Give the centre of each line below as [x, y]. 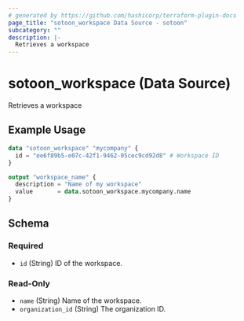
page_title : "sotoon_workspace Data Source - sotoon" [98, 23]
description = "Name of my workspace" [79, 184]
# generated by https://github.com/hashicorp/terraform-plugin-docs [122, 15]
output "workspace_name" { [52, 177]
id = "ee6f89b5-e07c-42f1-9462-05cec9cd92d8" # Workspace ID [117, 155]
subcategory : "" [35, 30]
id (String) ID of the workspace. [71, 263]
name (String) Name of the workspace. [80, 301]
